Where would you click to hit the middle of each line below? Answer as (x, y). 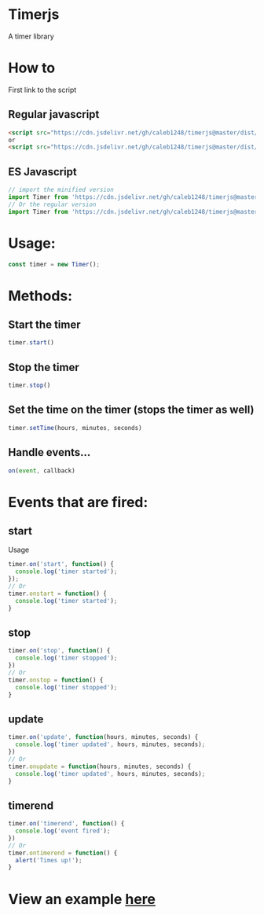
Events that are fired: (78, 502)
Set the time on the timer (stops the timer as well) (131, 410)
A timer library (31, 36)
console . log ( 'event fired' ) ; (63, 831)
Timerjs (34, 15)
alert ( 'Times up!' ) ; (49, 860)
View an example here (82, 899)
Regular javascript (54, 114)
